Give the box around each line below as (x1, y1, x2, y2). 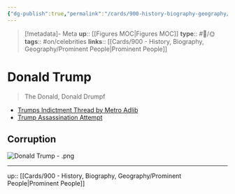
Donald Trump (7, 69, 92, 84)
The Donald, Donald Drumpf (24, 92, 106, 100)
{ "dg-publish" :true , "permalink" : (7, 10, 105, 17)
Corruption (7, 133, 57, 145)
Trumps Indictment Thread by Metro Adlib (17, 105, 138, 114)
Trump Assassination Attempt (17, 113, 103, 121)
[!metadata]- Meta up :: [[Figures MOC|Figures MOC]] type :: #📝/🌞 (24, 29, 215, 38)
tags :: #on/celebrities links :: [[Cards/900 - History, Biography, (24, 37, 204, 45)
